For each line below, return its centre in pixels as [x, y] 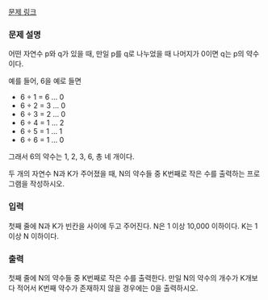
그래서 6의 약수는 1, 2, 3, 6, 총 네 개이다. [71, 156]
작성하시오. [47, 184]
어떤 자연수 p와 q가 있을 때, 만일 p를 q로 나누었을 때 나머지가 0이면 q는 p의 [126, 54]
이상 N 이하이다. [33, 235]
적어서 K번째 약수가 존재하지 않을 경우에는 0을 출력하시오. [107, 288]
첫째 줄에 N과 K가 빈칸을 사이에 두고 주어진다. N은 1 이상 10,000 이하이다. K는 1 [133, 226]
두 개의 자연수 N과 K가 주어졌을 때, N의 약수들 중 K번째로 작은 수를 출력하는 [127, 174]
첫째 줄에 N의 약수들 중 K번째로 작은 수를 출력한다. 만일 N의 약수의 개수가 [124, 277]
